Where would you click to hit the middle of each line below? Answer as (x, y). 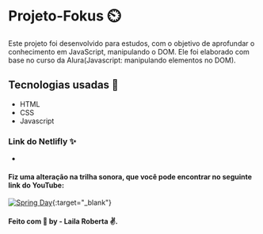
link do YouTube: (36, 185)
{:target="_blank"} (82, 202)
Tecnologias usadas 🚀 (63, 85)
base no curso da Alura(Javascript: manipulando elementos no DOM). (122, 60)
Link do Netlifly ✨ (42, 142)
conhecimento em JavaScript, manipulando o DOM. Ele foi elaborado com (129, 51)
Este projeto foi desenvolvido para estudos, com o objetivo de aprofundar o (131, 43)
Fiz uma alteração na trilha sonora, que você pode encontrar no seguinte (130, 176)
